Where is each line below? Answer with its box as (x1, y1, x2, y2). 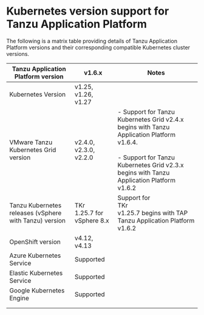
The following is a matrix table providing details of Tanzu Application (6, 37, 178, 44)
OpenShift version (9, 237, 61, 246)
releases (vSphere (9, 209, 62, 217)
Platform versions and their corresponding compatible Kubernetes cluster (6, 44, 190, 51)
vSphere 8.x (74, 216, 109, 224)
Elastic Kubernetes (9, 269, 63, 277)
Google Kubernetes (9, 286, 65, 294)
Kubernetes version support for (6, 4, 169, 18)
